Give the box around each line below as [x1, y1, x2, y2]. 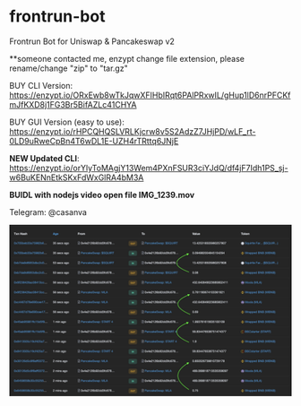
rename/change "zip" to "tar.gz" [9, 63, 128, 73]
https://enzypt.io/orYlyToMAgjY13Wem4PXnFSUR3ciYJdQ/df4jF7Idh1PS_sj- [9, 162, 288, 173]
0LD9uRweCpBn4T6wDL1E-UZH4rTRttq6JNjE [9, 135, 179, 146]
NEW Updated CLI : [9, 152, 80, 163]
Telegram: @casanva [9, 206, 88, 217]
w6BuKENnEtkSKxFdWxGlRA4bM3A [9, 172, 144, 183]
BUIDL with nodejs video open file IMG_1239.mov [9, 189, 195, 200]
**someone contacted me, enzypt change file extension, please [9, 53, 245, 64]
